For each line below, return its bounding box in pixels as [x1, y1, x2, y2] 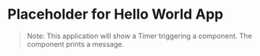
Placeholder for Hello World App [7, 5, 224, 23]
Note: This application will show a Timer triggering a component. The [26, 31, 252, 40]
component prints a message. [26, 39, 124, 48]
